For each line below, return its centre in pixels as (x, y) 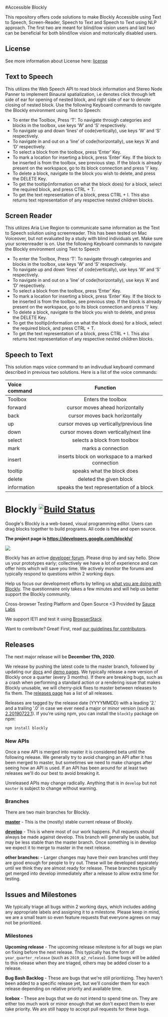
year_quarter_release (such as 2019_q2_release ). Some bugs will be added (82, 957)
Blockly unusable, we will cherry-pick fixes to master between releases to (81, 688)
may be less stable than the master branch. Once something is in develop (81, 842)
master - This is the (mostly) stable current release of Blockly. (69, 822)
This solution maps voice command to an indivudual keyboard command (80, 367)
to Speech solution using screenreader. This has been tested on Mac (76, 233)
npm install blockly (27, 728)
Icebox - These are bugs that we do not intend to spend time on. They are (81, 998)
